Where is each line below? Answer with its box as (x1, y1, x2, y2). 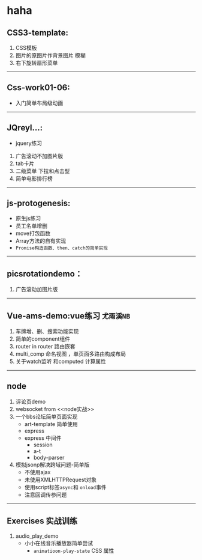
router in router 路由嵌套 (15, 343, 76, 350)
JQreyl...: (7, 123, 43, 133)
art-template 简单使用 (24, 420, 78, 427)
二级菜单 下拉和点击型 (15, 167, 70, 174)
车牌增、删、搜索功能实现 (15, 328, 79, 335)
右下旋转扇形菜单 (15, 59, 58, 66)
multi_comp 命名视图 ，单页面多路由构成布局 (15, 350, 126, 358)
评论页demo (15, 398, 46, 405)
